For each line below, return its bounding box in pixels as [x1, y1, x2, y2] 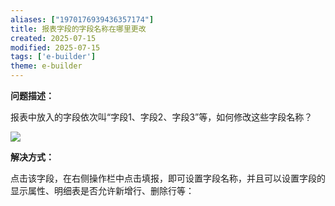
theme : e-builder [10, 61, 83, 71]
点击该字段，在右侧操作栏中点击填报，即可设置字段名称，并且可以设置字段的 [10, 172, 326, 184]
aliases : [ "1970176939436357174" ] [10, 14, 155, 25]
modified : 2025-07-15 [10, 42, 101, 53]
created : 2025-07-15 [10, 33, 97, 43]
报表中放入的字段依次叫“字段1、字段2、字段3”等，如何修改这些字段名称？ [10, 111, 313, 123]
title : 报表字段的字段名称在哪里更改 [10, 24, 147, 34]
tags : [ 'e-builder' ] [10, 52, 97, 62]
